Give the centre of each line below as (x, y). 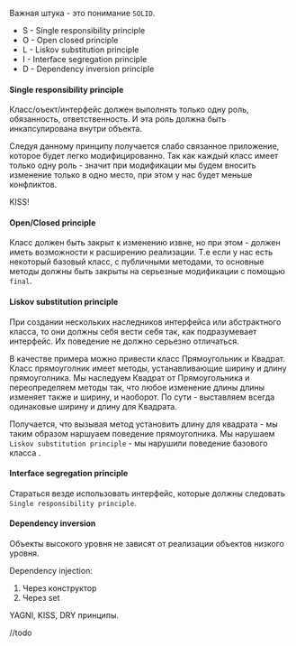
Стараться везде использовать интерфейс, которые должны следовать (148, 493)
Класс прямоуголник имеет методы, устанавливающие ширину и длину (148, 368)
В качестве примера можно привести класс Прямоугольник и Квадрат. (148, 358)
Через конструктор (59, 588)
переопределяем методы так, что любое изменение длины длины (137, 387)
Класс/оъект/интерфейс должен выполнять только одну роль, (129, 110)
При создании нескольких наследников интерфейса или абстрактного (145, 322)
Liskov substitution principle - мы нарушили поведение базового (139, 443)
